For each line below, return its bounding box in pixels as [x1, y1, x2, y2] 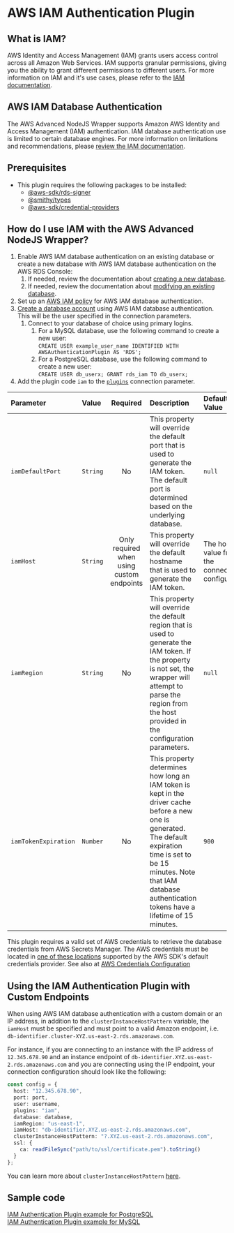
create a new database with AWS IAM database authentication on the [17, 260, 217, 268]
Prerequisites [7, 162, 67, 174]
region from [149, 699, 188, 709]
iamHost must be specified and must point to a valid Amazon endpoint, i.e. [7, 1024, 219, 1033]
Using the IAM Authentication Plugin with [7, 980, 190, 992]
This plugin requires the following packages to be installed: [17, 180, 187, 189]
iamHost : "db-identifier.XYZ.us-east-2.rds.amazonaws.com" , [13, 1126, 192, 1134]
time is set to [149, 850, 192, 859]
